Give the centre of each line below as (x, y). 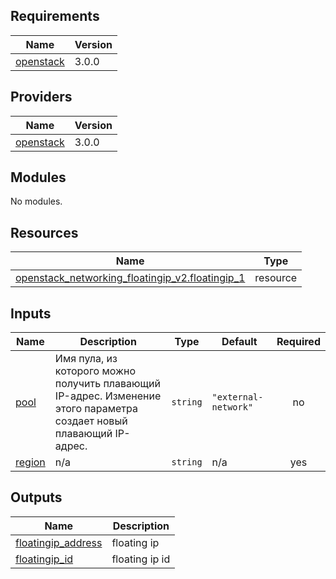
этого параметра (96, 409)
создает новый (91, 421)
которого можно (95, 371)
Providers (41, 97)
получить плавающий (107, 384)
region (30, 462)
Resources (44, 232)
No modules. (36, 201)
